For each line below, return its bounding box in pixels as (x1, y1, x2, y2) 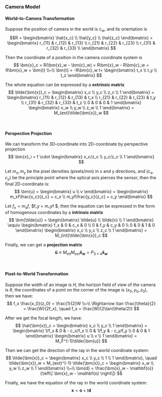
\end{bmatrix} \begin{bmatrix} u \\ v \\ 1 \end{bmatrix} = (25, 333, 137, 339)
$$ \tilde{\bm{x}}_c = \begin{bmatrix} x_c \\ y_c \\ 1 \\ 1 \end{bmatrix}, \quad (5, 355, 157, 361)
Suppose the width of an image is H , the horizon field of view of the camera (5, 282, 156, 288)
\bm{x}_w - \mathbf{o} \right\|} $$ (54, 370, 122, 376)
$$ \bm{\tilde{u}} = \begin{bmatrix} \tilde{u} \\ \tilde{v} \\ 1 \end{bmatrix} (9, 217, 154, 223)
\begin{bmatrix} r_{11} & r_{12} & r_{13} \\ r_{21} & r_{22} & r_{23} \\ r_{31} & (7, 40, 156, 46)
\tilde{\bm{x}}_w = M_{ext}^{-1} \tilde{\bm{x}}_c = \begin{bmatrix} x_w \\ (9, 360, 154, 366)
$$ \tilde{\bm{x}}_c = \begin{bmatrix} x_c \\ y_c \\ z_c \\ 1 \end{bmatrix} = (8, 89, 155, 95)
